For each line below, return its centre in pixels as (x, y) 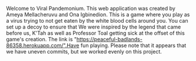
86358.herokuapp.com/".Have (43, 45)
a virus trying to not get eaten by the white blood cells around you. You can (97, 21)
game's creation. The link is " (41, 39)
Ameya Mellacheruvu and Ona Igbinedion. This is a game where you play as (98, 15)
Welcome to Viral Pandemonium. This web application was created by (91, 8)
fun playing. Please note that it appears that (133, 45)
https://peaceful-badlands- (109, 39)
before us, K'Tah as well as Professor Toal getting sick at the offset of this (96, 33)
